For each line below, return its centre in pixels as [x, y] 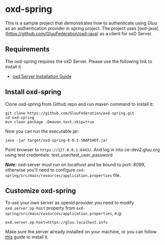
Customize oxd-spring [41, 191]
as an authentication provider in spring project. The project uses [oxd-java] [82, 28]
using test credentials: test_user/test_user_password [59, 155]
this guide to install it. [27, 237]
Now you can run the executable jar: [42, 131]
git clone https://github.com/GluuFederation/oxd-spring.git [70, 113]
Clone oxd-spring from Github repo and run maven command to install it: [80, 104]
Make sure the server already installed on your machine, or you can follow [81, 232]
